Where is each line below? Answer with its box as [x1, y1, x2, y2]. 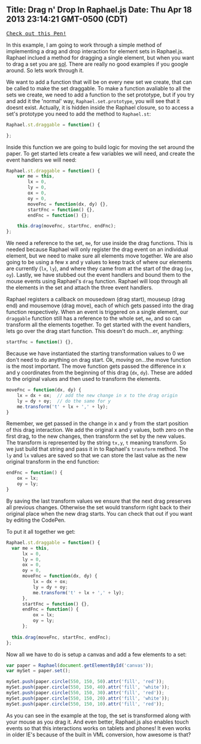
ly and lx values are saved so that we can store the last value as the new [6, 452, 187, 459]
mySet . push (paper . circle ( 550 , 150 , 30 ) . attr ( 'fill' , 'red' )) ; [6, 690, 165, 696]
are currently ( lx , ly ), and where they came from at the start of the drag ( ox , [6, 265, 193, 272]
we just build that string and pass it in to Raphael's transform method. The [6, 446, 188, 453]
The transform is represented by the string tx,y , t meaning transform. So [6, 439, 187, 446]
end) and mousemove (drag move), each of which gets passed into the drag [6, 302, 194, 309]
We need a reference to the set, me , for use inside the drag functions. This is [6, 240, 193, 247]
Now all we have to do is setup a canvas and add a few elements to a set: [6, 651, 187, 658]
